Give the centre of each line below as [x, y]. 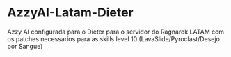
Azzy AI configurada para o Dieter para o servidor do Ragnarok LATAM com [116, 32]
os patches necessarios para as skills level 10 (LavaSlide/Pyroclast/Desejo [114, 38]
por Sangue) [25, 46]
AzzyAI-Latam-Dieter [70, 13]
